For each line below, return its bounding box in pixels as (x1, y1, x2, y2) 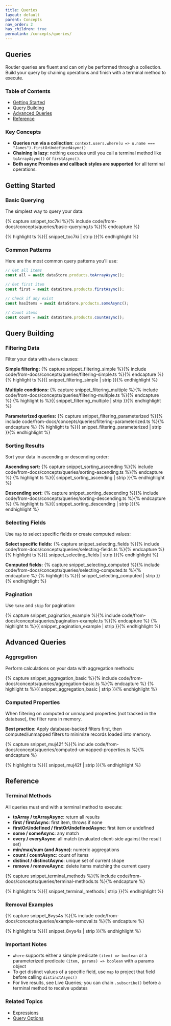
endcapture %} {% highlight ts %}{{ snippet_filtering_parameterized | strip (5, 424, 162, 430)
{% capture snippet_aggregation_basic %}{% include (5, 675, 117, 681)
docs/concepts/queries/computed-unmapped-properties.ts (5, 747, 131, 753)
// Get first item (5, 282, 44, 287)
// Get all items (5, 268, 42, 273)
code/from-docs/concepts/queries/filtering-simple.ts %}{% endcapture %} (5, 371, 164, 377)
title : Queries (5, 7, 38, 13)
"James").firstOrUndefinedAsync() (12, 146, 86, 151)
